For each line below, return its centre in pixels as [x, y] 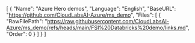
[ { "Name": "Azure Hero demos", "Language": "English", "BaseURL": [91, 9]
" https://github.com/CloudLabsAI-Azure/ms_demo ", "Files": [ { [84, 15]
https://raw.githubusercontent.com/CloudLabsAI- [108, 21]
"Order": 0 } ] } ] [26, 34]
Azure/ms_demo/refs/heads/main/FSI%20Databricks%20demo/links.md [96, 27]
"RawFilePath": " [27, 21]
